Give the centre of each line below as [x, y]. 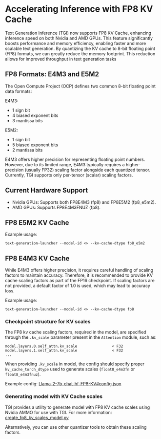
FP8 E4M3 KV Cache [37, 258]
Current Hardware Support [47, 190]
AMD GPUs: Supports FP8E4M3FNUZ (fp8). [56, 207]
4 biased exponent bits [35, 115]
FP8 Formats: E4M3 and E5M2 [52, 74]
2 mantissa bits [27, 150]
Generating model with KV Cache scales [54, 396]
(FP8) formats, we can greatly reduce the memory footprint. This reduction [80, 54]
